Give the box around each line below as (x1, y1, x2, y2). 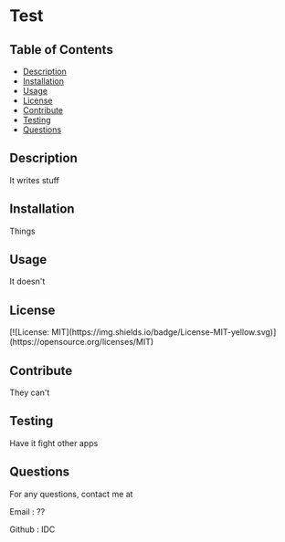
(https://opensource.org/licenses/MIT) (9, 337, 154, 348)
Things (9, 225, 36, 236)
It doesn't (9, 276, 46, 287)
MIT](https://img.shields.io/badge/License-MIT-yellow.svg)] (51, 327, 277, 338)
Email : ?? (9, 506, 46, 516)
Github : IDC (9, 524, 56, 535)
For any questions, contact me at (9, 488, 133, 499)
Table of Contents (9, 42, 114, 57)
